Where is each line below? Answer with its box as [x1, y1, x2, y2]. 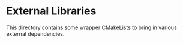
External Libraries [6, 4, 97, 18]
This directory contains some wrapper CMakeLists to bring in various [6, 24, 177, 31]
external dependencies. [6, 30, 65, 37]
